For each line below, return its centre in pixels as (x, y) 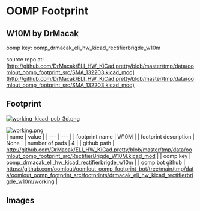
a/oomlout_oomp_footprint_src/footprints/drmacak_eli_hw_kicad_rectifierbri (100, 175)
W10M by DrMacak (43, 33)
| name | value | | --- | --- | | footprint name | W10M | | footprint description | (101, 136)
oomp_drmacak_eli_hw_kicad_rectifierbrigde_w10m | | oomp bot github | (96, 162)
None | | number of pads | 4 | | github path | (60, 143)
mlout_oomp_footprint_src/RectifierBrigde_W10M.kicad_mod (81, 156)
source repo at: (25, 59)
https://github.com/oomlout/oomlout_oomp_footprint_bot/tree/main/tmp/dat (100, 168)
